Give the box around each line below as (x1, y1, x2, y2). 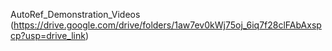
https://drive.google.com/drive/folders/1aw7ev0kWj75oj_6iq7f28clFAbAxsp (13, 19, 322, 31)
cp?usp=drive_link (10, 30, 86, 41)
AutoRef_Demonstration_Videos (10, 9, 141, 20)
